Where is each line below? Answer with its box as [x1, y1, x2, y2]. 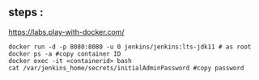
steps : [8, 6, 44, 19]
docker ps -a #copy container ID [8, 49, 121, 58]
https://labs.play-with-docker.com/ [8, 27, 125, 36]
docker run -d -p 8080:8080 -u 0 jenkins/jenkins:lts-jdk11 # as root [8, 43, 252, 51]
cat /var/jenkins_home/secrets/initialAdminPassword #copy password [8, 64, 244, 72]
